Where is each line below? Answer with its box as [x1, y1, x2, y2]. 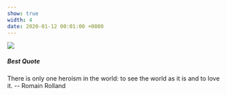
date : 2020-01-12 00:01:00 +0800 [7, 23, 104, 30]
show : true [7, 10, 39, 17]
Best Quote [7, 56, 40, 65]
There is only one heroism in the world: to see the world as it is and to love [7, 74, 220, 83]
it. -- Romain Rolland [7, 82, 66, 90]
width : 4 [7, 17, 33, 23]
